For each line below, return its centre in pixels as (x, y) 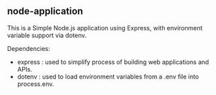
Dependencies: (29, 48)
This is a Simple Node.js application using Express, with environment (105, 28)
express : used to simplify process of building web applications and (113, 62)
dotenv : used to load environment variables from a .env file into (108, 76)
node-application (45, 11)
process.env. (36, 84)
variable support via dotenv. (47, 35)
